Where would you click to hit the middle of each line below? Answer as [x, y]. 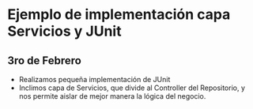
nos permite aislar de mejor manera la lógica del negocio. [112, 96]
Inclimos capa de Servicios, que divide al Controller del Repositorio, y [132, 88]
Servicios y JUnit [64, 31]
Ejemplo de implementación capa [119, 15]
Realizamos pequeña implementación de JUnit [94, 79]
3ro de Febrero [45, 60]
